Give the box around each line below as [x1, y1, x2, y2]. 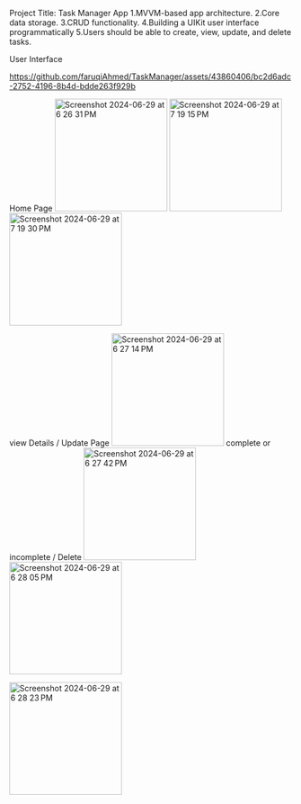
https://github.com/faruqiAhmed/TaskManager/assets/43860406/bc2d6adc [9, 71, 292, 82]
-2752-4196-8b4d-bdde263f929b [9, 81, 137, 91]
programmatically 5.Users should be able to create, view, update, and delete [9, 27, 292, 37]
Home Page [9, 203, 53, 213]
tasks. [9, 36, 32, 47]
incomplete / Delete [9, 552, 83, 562]
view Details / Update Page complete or [9, 438, 271, 448]
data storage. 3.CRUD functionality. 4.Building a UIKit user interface [9, 17, 260, 28]
